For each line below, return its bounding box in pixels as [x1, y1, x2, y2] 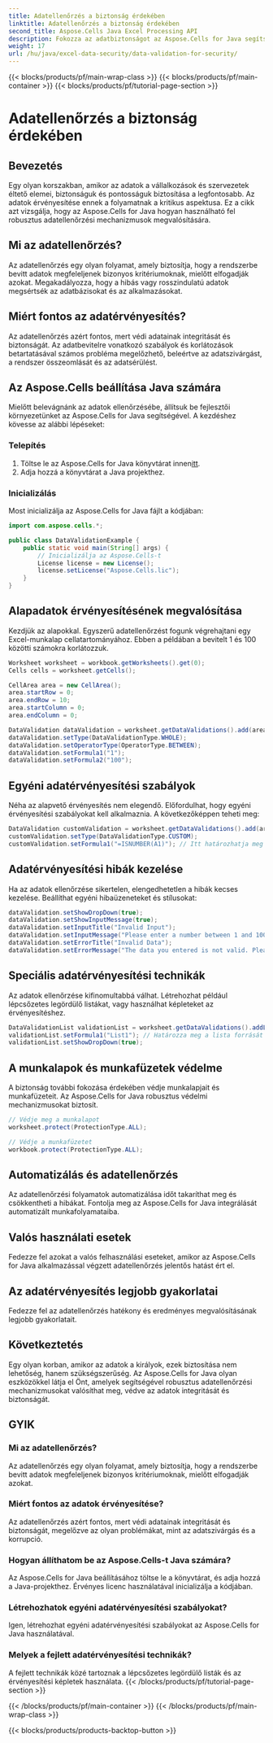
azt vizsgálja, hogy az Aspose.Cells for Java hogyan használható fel [8, 207, 236, 216]
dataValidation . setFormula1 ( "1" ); [8, 749, 126, 757]
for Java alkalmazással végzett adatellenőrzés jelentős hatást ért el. [8, 1260, 236, 1270]
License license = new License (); [37, 559, 154, 567]
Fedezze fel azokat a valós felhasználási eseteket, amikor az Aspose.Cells [8, 1252, 256, 1262]
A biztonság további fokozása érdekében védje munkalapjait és [8, 1083, 220, 1093]
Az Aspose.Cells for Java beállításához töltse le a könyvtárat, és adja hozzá [8, 1573, 261, 1583]
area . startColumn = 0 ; [8, 704, 85, 712]
